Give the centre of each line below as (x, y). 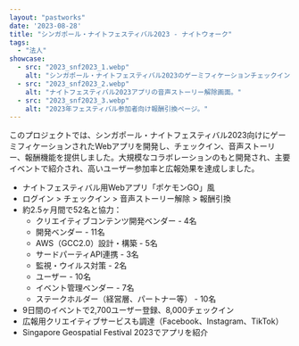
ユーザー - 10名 (63, 276)
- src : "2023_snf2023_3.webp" (73, 100)
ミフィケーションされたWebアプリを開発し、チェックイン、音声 (127, 146)
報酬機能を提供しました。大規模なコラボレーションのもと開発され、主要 (158, 158)
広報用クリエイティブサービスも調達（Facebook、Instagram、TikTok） (153, 321)
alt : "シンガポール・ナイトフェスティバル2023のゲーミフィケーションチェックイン (158, 76)
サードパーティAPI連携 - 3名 (87, 254)
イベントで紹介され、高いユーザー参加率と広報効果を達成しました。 (134, 169)
